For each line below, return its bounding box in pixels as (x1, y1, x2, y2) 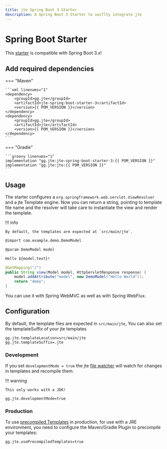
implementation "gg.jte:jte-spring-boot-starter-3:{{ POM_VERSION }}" (5, 158, 155, 163)
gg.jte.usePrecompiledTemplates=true (5, 439, 84, 444)
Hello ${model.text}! (5, 256, 50, 261)
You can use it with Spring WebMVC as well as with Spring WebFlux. (5, 293, 146, 299)
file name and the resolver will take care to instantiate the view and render (5, 204, 157, 210)
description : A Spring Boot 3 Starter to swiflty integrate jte (5, 12, 142, 17)
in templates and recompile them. (5, 368, 74, 374)
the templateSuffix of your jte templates (5, 325, 86, 331)
